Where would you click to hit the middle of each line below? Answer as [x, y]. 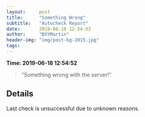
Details [20, 94]
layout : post [28, 12]
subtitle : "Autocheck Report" [47, 23]
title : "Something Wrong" [46, 18]
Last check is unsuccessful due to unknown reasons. [73, 108]
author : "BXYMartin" [38, 35]
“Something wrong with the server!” [66, 75]
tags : [13, 46]
